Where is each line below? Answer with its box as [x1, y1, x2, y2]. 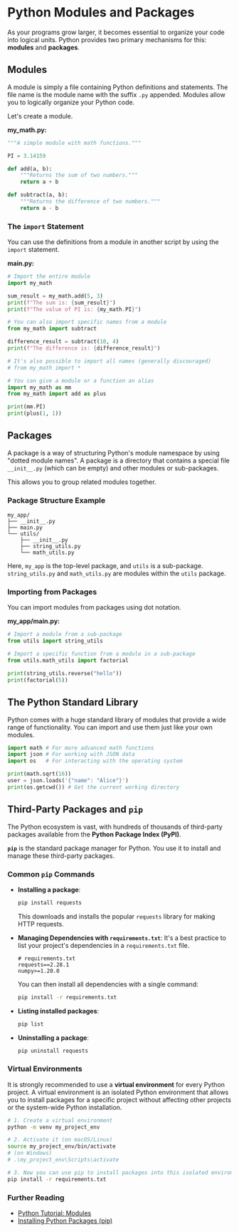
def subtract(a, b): [7, 191, 69, 198]
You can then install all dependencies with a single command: [17, 979, 198, 989]
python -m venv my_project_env [7, 1124, 100, 1131]
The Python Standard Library [7, 697, 139, 709]
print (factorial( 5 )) [7, 676, 69, 684]
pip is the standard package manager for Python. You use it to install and [7, 844, 221, 852]
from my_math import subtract [7, 325, 97, 333]
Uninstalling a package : [17, 1033, 89, 1042]
